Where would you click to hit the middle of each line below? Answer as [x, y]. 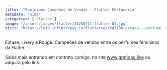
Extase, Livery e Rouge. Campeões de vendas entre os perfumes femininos [83, 42]
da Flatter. [15, 48]
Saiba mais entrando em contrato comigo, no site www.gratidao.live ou [78, 57]
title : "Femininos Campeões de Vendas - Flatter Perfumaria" [71, 10]
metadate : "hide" [23, 14]
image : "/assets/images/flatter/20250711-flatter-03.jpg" [66, 24]
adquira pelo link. [23, 63]
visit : [12, 28]
